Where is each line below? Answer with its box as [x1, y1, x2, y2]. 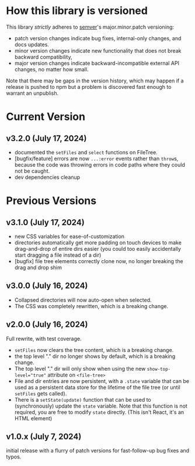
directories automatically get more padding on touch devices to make [14, 239, 182, 246]
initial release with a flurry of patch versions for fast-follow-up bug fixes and [6, 447, 190, 454]
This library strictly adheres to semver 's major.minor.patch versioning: [6, 23, 174, 30]
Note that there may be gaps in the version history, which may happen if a [6, 77, 184, 84]
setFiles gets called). [14, 390, 67, 397]
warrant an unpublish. [6, 89, 59, 96]
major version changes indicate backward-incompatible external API [14, 60, 180, 67]
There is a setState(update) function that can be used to [14, 396, 152, 403]
